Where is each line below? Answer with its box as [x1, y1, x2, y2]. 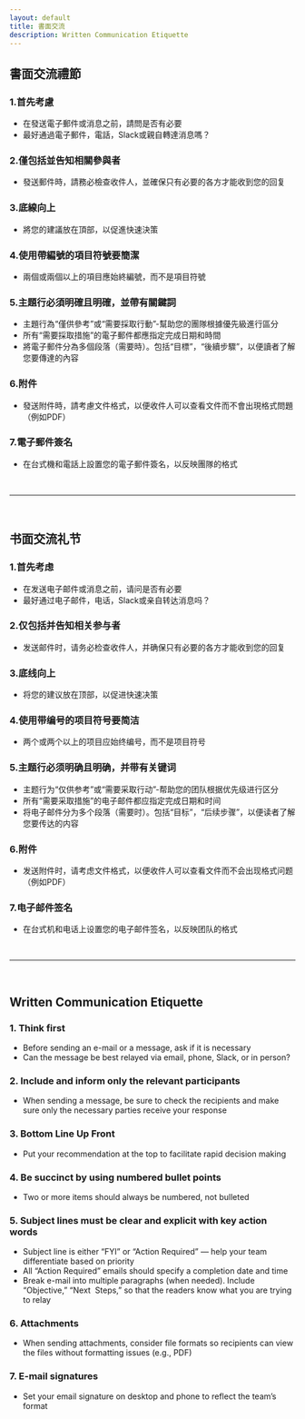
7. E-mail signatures [9, 1370, 99, 1383]
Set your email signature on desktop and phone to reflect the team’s [22, 1391, 277, 1402]
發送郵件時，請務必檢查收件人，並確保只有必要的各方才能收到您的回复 [22, 176, 286, 187]
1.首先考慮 [9, 95, 54, 108]
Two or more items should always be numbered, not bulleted [22, 1191, 250, 1202]
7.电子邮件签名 [9, 901, 74, 914]
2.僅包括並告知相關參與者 [9, 154, 121, 166]
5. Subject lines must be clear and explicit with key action [9, 1214, 268, 1226]
